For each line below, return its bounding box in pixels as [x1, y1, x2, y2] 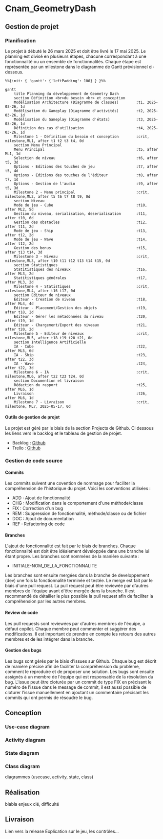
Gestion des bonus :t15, [14, 245, 147, 250]
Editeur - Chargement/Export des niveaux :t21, [14, 323, 147, 327]
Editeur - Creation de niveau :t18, [14, 297, 147, 302]
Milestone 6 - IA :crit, [14, 370, 150, 374]
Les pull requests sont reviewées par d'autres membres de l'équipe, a [5, 620, 145, 627]
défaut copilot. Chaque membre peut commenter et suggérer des [5, 626, 137, 631]
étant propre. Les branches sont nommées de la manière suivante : [5, 554, 140, 559]
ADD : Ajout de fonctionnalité [12, 495, 71, 501]
